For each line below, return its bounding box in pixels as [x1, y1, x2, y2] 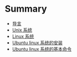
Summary [5, 3, 47, 15]
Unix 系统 [12, 26, 33, 33]
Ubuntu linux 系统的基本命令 [12, 46, 72, 52]
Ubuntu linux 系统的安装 [12, 39, 63, 46]
